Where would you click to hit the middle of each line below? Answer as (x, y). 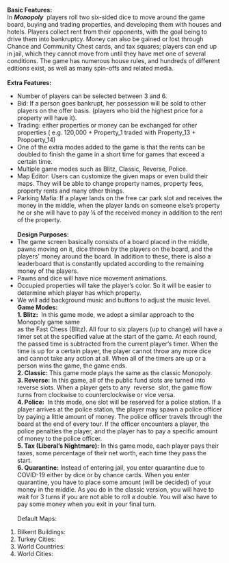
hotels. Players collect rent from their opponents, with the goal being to (107, 32)
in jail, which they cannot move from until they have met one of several (107, 53)
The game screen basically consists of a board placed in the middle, (113, 242)
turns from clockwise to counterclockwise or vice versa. (96, 395)
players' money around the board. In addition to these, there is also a (114, 256)
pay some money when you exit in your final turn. (86, 504)
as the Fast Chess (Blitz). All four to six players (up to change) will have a (120, 329)
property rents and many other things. (70, 191)
